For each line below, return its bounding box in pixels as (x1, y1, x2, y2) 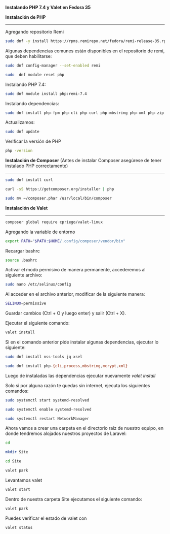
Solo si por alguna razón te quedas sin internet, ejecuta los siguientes (5, 382, 150, 388)
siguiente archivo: (5, 272, 42, 278)
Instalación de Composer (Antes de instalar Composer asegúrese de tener (5, 158, 162, 164)
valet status (5, 525, 33, 530)
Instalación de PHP (5, 14, 46, 20)
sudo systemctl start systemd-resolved (5, 397, 90, 403)
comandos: (5, 388, 29, 394)
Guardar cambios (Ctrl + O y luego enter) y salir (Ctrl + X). (5, 310, 126, 317)
